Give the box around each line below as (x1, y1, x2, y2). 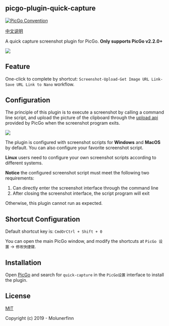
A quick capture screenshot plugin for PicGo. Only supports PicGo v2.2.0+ (5, 38, 163, 44)
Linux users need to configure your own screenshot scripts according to (5, 155, 157, 161)
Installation (5, 258, 41, 267)
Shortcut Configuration (5, 215, 80, 224)
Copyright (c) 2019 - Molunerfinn (5, 315, 74, 321)
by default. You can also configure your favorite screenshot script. (5, 144, 143, 151)
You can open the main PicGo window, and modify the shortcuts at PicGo (5, 238, 157, 244)
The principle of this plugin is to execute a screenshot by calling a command (5, 109, 164, 116)
